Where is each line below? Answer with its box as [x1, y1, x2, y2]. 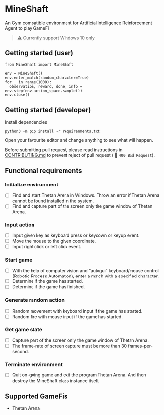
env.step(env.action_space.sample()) [5, 88, 83, 93]
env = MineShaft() [5, 71, 43, 76]
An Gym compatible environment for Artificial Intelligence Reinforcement [5, 20, 152, 26]
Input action [5, 221, 34, 228]
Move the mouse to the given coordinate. [12, 238, 96, 244]
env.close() [5, 92, 30, 97]
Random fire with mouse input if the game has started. [12, 313, 123, 320]
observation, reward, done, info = [9, 84, 83, 89]
